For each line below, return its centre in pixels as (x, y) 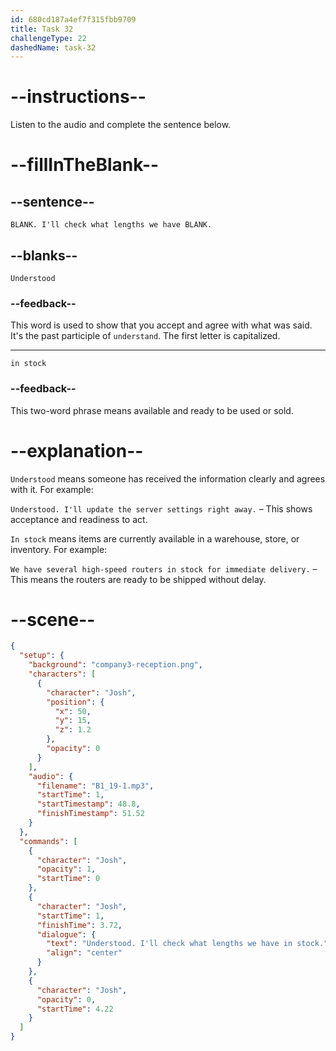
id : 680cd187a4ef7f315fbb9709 (73, 19)
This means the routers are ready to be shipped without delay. (138, 579)
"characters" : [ (62, 674)
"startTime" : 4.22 (75, 1009)
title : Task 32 (42, 29)
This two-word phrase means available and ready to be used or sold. (152, 410)
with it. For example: (52, 489)
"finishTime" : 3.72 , (79, 925)
